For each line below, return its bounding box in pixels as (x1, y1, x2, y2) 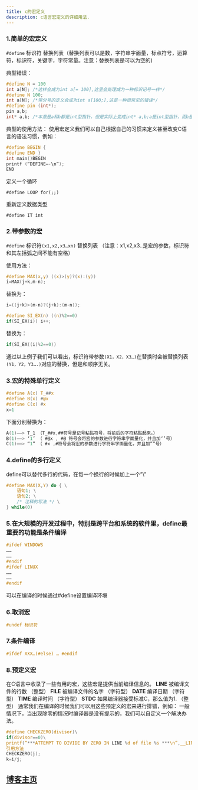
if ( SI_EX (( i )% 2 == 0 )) (6, 341, 57, 347)
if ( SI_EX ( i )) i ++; (6, 318, 51, 325)
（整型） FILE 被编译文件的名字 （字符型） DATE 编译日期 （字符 (28, 687, 185, 694)
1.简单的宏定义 (6, 35, 47, 43)
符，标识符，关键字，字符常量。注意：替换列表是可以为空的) (6, 57, 153, 64)
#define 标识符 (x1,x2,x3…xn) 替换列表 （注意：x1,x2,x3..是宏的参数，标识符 (6, 241, 190, 249)
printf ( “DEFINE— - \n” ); (6, 161, 65, 167)
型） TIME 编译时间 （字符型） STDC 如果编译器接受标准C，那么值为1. (6, 695, 177, 702)
